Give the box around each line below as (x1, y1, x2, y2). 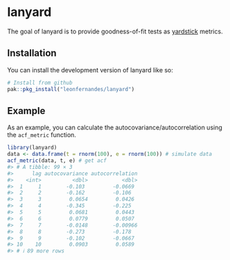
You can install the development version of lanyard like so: (7, 65, 173, 74)
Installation (7, 47, 57, 59)
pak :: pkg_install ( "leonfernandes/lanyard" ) (7, 86, 135, 92)
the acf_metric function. (7, 131, 76, 139)
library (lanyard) (7, 144, 57, 152)
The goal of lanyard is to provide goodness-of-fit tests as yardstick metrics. (7, 27, 223, 35)
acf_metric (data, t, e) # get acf (7, 157, 107, 164)
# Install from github (7, 79, 73, 86)
